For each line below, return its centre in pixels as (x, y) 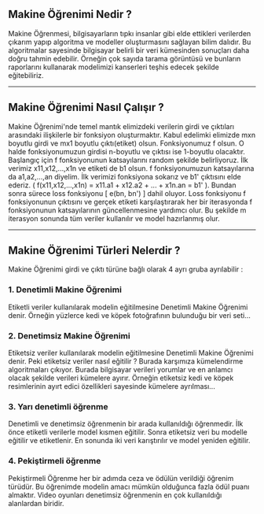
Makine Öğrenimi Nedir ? (70, 15)
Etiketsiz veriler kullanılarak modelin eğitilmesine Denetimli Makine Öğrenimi (131, 353)
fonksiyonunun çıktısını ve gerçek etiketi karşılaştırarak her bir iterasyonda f (130, 202)
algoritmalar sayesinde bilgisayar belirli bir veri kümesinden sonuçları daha (129, 50)
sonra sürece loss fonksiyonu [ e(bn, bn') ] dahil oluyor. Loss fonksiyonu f (127, 193)
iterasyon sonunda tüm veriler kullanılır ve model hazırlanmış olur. (114, 218)
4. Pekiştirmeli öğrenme (55, 461)
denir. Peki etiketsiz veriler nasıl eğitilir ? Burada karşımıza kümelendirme (126, 361)
